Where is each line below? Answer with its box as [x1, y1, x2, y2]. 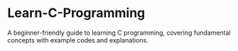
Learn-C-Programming [7, 5, 146, 21]
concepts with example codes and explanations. [7, 35, 149, 44]
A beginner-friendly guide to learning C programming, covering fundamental [7, 28, 231, 37]
